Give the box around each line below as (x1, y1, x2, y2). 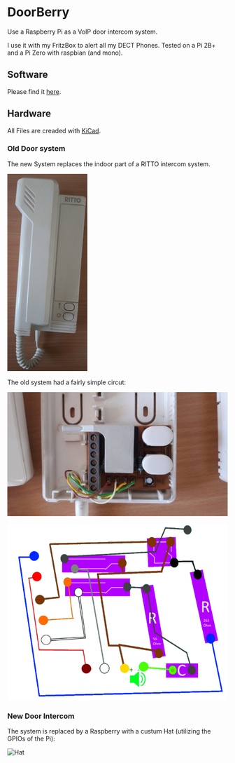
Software (7, 69, 48, 81)
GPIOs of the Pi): (7, 734, 56, 743)
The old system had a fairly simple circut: (7, 378, 127, 386)
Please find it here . (7, 87, 62, 95)
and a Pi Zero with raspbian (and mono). (7, 48, 123, 57)
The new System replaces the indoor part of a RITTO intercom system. (7, 159, 211, 168)
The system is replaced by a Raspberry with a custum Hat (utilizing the (7, 727, 211, 736)
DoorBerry (7, 4, 70, 20)
